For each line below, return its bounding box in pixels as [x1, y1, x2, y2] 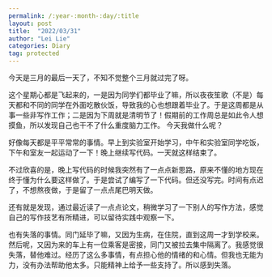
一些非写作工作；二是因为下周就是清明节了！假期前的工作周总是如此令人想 [15, 110, 264, 120]
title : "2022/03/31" [8, 27, 82, 35]
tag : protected [8, 49, 60, 58]
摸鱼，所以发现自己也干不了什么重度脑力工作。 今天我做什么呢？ [8, 121, 223, 130]
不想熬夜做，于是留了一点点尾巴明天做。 [22, 185, 158, 194]
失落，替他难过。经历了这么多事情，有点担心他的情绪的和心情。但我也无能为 [8, 250, 264, 259]
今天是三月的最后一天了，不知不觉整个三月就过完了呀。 [8, 73, 193, 82]
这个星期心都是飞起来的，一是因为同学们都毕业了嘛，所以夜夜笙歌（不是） [8, 90, 257, 100]
